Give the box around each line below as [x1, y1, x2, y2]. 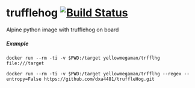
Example [6, 40, 29, 47]
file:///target [6, 60, 45, 66]
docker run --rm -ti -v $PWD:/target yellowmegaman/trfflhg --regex [6, 71, 182, 77]
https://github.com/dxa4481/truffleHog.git [44, 76, 155, 82]
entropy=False [6, 76, 42, 82]
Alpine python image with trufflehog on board [6, 26, 119, 33]
